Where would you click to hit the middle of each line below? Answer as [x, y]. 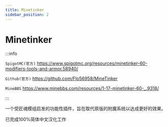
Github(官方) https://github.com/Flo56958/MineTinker [62, 78]
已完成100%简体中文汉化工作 [36, 119]
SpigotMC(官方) [21, 64]
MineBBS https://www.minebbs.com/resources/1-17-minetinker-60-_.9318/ [82, 89]
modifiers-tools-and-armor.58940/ [42, 69]
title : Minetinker [25, 10]
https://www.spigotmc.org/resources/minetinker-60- [92, 63]
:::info [11, 54]
